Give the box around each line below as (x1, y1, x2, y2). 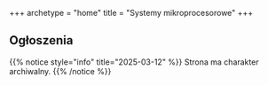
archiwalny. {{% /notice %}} (9, 66, 112, 76)
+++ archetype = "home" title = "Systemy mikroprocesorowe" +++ (9, 8, 254, 18)
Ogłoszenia (9, 33, 74, 48)
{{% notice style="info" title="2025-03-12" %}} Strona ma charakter (9, 57, 259, 67)
